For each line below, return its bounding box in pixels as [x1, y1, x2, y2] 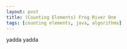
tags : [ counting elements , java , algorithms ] [6, 20, 122, 26]
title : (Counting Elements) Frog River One [6, 14, 117, 20]
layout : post [6, 8, 39, 15]
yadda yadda [6, 36, 39, 44]
